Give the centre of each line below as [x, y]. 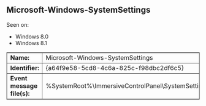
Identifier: [25, 68]
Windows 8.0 [32, 37]
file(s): [20, 93]
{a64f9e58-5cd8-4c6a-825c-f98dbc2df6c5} [115, 68]
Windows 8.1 [31, 43]
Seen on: [18, 24]
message [24, 86]
